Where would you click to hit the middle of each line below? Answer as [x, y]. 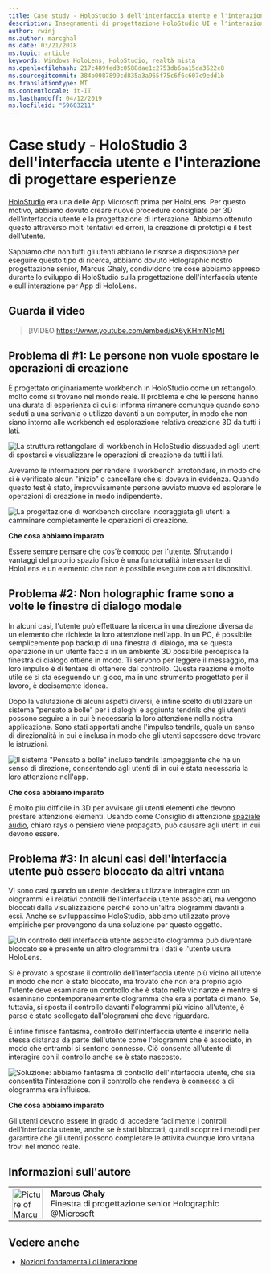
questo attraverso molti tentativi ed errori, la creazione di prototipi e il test [130, 228]
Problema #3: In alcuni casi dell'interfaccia [118, 858]
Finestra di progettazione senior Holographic [135, 1204]
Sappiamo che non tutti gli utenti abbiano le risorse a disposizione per [124, 252]
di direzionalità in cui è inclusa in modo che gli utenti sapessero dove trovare [135, 735]
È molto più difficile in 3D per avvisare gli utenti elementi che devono [122, 808]
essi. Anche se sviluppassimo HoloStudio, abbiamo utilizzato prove [119, 916]
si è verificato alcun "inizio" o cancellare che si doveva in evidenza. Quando [134, 479]
